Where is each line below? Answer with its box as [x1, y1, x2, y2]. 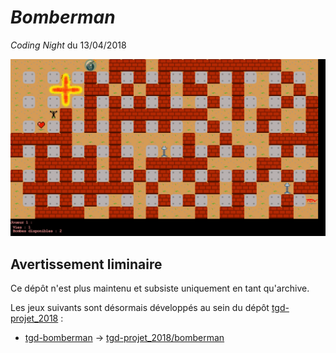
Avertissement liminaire [10, 256, 163, 273]
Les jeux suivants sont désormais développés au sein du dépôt [10, 302, 270, 314]
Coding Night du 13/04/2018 [10, 39, 127, 51]
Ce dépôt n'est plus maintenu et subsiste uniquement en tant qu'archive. [10, 282, 310, 295]
